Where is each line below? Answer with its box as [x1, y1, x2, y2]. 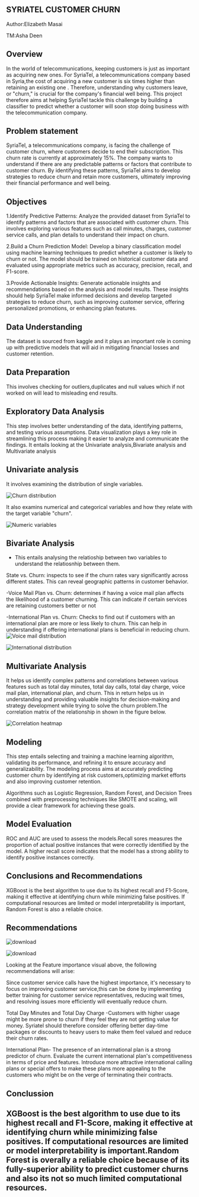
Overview [6, 49, 43, 59]
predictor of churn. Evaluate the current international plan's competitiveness [6, 1052, 192, 1060]
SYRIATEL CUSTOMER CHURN [6, 5, 120, 15]
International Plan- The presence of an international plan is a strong [6, 1046, 171, 1054]
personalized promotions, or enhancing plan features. [6, 305, 137, 312]
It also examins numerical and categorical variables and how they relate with [6, 503, 192, 510]
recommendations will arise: [6, 968, 75, 975]
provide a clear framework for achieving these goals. [6, 802, 135, 809]
